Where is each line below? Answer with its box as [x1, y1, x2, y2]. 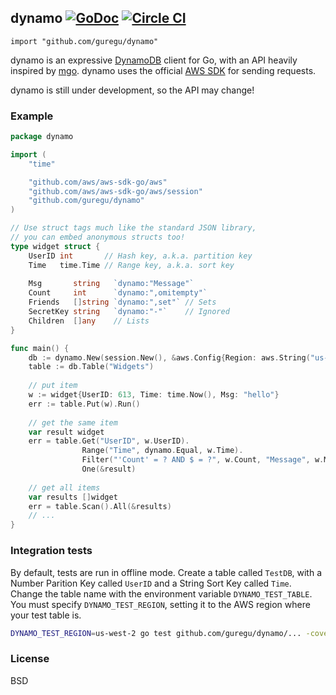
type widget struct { [10, 241, 101, 251]
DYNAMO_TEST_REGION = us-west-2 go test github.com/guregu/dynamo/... [10, 628, 302, 638]
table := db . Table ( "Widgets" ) [28, 362, 155, 372]
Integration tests [10, 544, 93, 558]
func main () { [10, 343, 70, 353]
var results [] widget [28, 492, 118, 502]
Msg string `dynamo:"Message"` [28, 279, 195, 289]
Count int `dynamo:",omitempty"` [28, 288, 208, 298]
